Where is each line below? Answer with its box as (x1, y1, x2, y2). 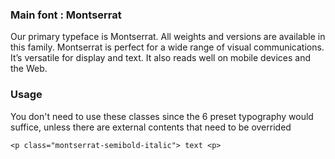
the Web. (10, 63, 48, 75)
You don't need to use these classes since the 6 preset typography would (10, 110, 314, 122)
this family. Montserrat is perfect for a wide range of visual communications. (10, 41, 325, 53)
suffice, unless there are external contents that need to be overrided (10, 121, 292, 133)
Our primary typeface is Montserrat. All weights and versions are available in (10, 31, 326, 43)
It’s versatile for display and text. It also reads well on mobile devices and (10, 52, 312, 64)
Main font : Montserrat (10, 8, 122, 22)
